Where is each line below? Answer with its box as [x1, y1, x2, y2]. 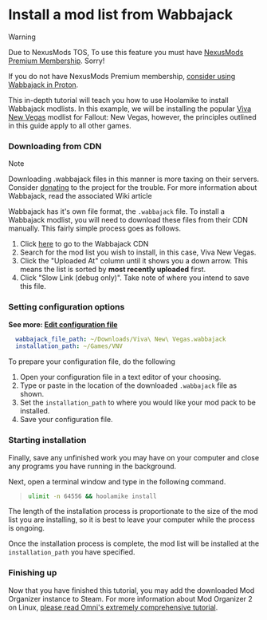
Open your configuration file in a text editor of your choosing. [19, 373, 222, 382]
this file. [19, 282, 46, 291]
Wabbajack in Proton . [8, 80, 79, 89]
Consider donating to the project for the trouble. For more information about [8, 183, 257, 192]
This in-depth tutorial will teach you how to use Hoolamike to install [8, 95, 229, 105]
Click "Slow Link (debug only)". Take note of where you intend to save [19, 273, 249, 282]
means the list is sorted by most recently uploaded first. [19, 265, 206, 274]
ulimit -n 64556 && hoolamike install [27, 492, 157, 500]
